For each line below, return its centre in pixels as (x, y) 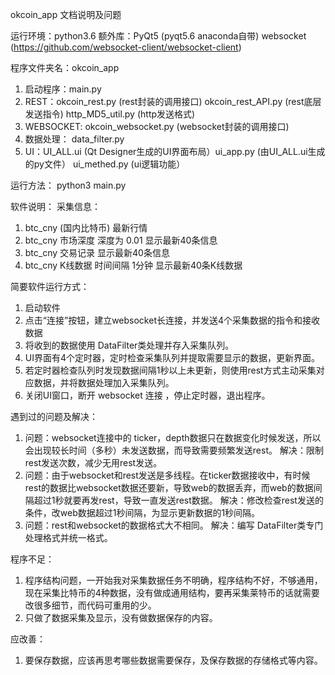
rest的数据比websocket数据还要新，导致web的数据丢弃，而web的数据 (169, 487)
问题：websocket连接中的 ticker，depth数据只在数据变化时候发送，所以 (173, 437)
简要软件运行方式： (50, 286)
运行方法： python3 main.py (68, 185)
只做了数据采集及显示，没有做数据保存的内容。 (121, 617)
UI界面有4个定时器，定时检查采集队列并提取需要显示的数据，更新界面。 (172, 357)
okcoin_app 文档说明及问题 (66, 14)
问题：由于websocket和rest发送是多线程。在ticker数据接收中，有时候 (167, 475)
